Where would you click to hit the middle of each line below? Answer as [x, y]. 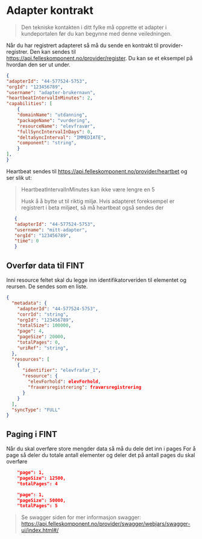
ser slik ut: [19, 177]
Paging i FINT [32, 434]
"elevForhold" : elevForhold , [65, 382]
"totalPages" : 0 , [39, 342]
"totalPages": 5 [38, 506]
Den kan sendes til [53, 51]
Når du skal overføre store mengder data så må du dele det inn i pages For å [101, 449]
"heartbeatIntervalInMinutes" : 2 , [50, 98]
